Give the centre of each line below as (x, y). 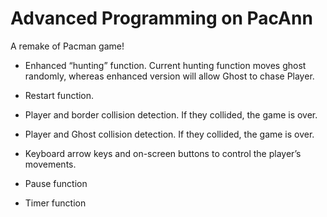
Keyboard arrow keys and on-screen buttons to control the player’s (163, 153)
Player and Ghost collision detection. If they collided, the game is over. (169, 134)
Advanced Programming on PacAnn (161, 18)
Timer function (55, 203)
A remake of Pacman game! (67, 46)
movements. (50, 164)
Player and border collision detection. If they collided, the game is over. (171, 114)
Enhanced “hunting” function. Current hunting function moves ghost (165, 65)
